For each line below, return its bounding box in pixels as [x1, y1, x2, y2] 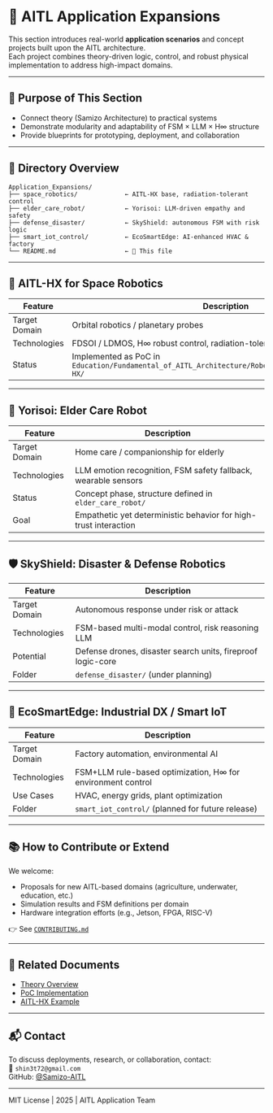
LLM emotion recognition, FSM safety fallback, [74, 465, 253, 476]
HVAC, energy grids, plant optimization [74, 789, 223, 801]
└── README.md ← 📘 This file [8, 247, 173, 255]
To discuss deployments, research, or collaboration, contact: [8, 1054, 211, 1064]
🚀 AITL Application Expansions [8, 7, 221, 26]
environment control [74, 776, 153, 788]
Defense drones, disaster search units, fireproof [75, 646, 258, 657]
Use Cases [12, 789, 54, 801]
